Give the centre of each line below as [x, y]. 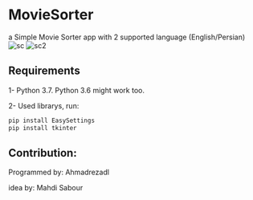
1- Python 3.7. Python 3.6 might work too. [76, 90]
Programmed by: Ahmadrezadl [59, 172]
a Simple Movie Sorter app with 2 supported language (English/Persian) [127, 37]
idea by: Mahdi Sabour [46, 188]
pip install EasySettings [51, 120]
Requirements [44, 71]
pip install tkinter [43, 128]
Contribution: [43, 153]
